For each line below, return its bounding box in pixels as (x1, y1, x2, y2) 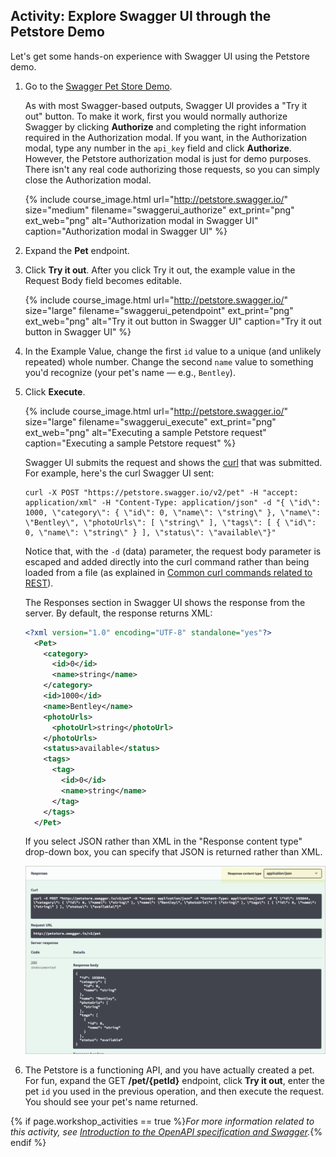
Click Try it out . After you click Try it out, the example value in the (24, 264, 296, 276)
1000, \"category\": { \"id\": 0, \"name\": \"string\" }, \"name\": (24, 507, 322, 518)
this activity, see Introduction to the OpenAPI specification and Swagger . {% (10, 1125, 323, 1138)
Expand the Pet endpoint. (24, 244, 130, 256)
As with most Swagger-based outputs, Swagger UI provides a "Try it (24, 99, 308, 111)
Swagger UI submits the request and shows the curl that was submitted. (24, 456, 323, 468)
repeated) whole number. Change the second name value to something (24, 355, 314, 368)
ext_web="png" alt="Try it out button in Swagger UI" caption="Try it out (24, 315, 322, 327)
